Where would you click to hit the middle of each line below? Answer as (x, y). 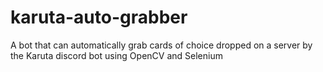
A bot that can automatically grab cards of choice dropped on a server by (161, 45)
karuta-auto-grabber (99, 17)
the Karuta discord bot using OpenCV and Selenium (116, 55)
